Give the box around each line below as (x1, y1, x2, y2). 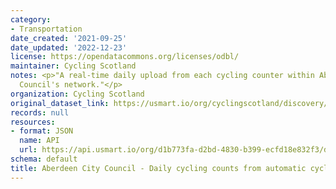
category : (10, 14, 52, 25)
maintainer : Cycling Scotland (10, 61, 137, 71)
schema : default (10, 154, 78, 164)
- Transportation (10, 24, 83, 34)
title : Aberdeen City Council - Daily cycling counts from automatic (10, 163, 307, 173)
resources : (10, 117, 56, 127)
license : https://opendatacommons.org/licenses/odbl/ (10, 52, 240, 62)
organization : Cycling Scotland (10, 89, 145, 99)
